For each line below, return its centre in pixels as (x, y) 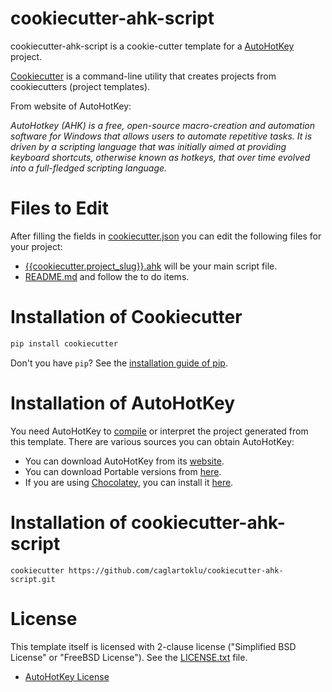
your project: (36, 246)
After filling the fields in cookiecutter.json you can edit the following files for (166, 236)
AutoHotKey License (67, 676)
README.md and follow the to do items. (107, 276)
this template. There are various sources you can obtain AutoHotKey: (152, 441)
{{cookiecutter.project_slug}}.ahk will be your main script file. (151, 266)
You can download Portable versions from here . (123, 471)
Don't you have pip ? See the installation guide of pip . (119, 363)
